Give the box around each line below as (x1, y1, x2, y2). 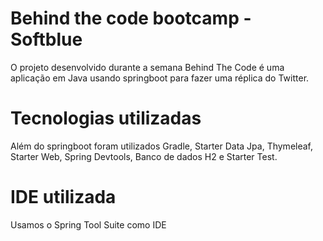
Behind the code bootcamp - (10, 7, 252, 30)
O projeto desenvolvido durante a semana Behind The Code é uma (10, 61, 285, 73)
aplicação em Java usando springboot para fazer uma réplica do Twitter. (10, 72, 310, 84)
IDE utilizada (10, 186, 117, 209)
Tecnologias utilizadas (10, 107, 202, 130)
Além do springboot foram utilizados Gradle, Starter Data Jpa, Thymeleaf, (10, 140, 314, 152)
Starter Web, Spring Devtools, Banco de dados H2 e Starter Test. (10, 150, 278, 162)
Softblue (10, 28, 83, 51)
